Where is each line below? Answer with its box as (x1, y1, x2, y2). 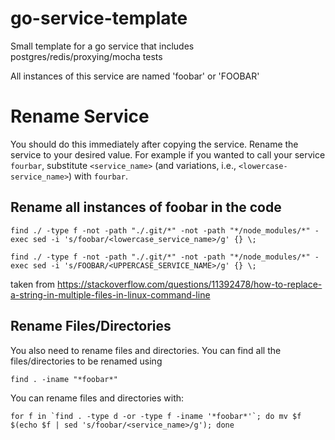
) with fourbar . (68, 170, 128, 182)
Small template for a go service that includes (10, 40, 195, 52)
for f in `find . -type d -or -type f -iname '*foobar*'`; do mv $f (10, 411, 302, 421)
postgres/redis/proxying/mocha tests (10, 50, 163, 62)
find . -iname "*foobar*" (10, 374, 118, 384)
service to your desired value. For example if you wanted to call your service (10, 148, 326, 161)
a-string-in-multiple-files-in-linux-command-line (10, 288, 211, 301)
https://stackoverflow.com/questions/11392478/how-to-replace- (57, 278, 323, 290)
